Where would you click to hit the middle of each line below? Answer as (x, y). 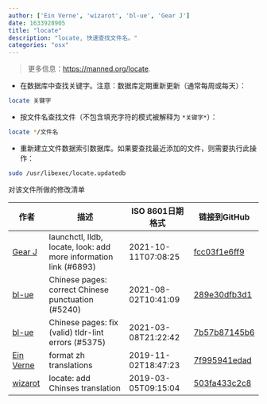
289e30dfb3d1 (223, 294)
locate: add (70, 378)
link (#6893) (73, 266)
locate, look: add (80, 247)
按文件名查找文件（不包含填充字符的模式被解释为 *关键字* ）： (118, 117)
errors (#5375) (77, 342)
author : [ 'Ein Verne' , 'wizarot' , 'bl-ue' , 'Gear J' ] (99, 16)
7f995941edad (222, 360)
